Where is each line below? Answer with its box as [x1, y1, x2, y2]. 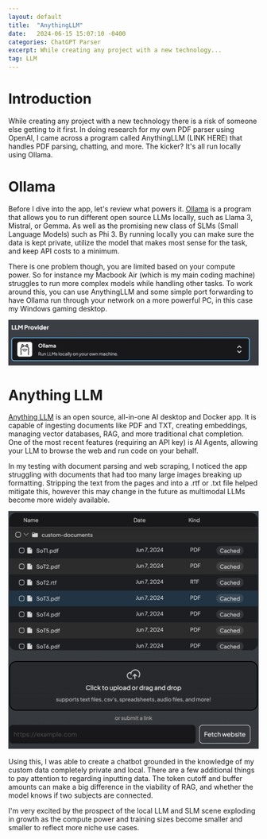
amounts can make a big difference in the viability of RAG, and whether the [8, 783, 254, 792]
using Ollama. [8, 149, 53, 159]
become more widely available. [8, 495, 110, 505]
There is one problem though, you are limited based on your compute [8, 261, 236, 271]
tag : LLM [8, 55, 37, 63]
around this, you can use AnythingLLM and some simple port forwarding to [8, 287, 253, 296]
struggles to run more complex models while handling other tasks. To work [8, 278, 253, 288]
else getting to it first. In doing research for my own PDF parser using [8, 124, 234, 134]
